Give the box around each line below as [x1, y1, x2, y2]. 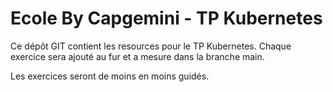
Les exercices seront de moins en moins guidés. [10, 70, 210, 82]
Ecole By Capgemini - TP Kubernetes [10, 7, 323, 30]
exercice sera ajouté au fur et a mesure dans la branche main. [10, 50, 265, 62]
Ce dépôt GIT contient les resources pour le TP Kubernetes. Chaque [10, 40, 292, 52]
